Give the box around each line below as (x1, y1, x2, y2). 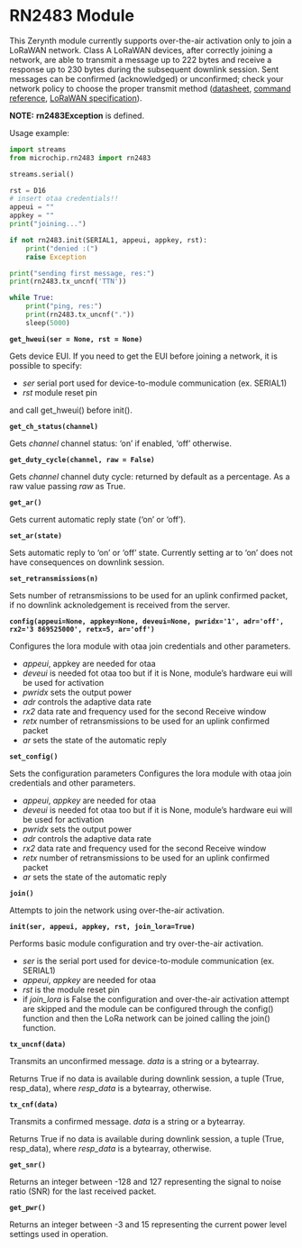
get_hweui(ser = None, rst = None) (9, 334, 143, 343)
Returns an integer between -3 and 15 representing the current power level (9, 1218, 287, 1230)
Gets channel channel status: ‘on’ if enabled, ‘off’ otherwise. (9, 438, 233, 449)
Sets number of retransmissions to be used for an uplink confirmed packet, (9, 589, 288, 600)
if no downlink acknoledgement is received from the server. (9, 599, 231, 610)
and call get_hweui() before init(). (9, 405, 133, 415)
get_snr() (9, 1160, 47, 1170)
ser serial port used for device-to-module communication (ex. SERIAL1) (22, 378, 288, 388)
